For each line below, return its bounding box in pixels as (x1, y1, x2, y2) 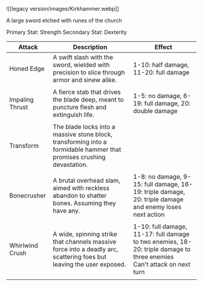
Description (72, 43, 108, 51)
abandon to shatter (53, 192, 107, 200)
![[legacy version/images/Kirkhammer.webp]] (6, 5, 119, 12)
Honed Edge (9, 65, 45, 73)
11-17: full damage (132, 230, 190, 238)
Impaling (9, 96, 34, 103)
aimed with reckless (53, 184, 110, 192)
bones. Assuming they (53, 199, 117, 207)
